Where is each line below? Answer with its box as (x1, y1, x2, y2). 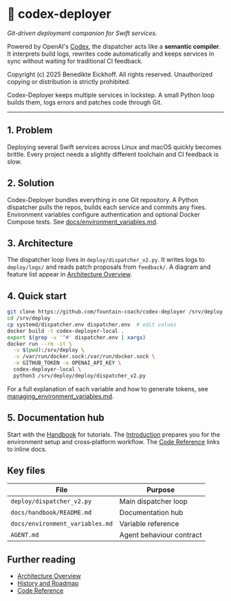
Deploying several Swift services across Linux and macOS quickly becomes (7, 142, 222, 151)
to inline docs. (7, 445, 47, 453)
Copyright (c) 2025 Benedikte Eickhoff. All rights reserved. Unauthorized (7, 70, 213, 78)
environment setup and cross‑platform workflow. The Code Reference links (7, 437, 220, 446)
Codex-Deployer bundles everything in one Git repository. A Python (7, 195, 199, 204)
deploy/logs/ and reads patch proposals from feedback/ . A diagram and (7, 263, 211, 271)
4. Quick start (7, 290, 67, 302)
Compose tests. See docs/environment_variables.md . (7, 217, 158, 226)
